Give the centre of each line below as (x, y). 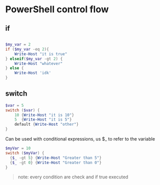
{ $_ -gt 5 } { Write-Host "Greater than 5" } (56, 158)
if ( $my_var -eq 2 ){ (27, 49)
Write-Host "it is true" (41, 54)
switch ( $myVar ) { (25, 153)
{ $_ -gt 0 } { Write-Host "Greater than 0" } (56, 163)
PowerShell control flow (57, 9)
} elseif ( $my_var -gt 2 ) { (34, 59)
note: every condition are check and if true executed (73, 177)
